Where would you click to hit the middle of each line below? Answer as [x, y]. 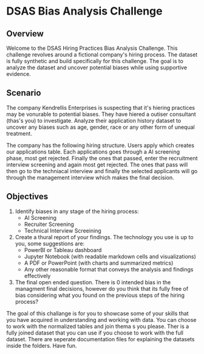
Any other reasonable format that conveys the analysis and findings [109, 269]
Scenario [24, 93]
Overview [25, 34]
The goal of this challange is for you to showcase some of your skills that [98, 313]
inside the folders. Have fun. [42, 345]
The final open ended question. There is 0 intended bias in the [93, 282]
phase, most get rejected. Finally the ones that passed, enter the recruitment [102, 158]
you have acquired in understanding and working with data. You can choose [101, 319]
